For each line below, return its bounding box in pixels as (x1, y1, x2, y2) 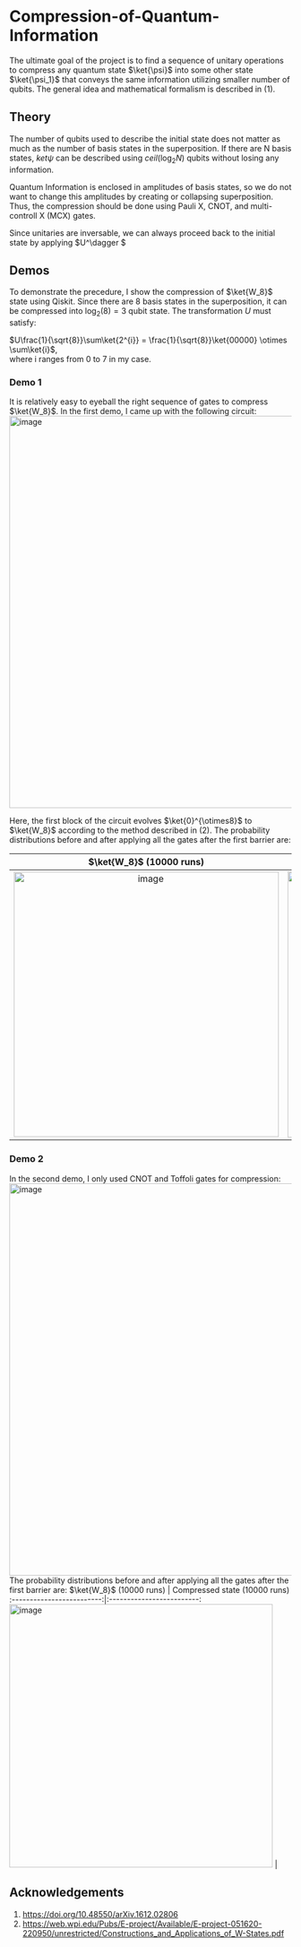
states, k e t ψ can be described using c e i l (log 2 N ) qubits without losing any (9, 152, 279, 165)
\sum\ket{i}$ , (9, 344, 58, 355)
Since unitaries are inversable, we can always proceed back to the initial (9, 227, 276, 238)
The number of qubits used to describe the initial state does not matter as (9, 133, 280, 144)
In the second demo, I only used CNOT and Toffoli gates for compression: (9, 1173, 281, 1184)
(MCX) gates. (46, 210, 96, 221)
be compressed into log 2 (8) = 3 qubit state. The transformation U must (9, 306, 271, 319)
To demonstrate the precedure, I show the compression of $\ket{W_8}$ (9, 287, 273, 298)
